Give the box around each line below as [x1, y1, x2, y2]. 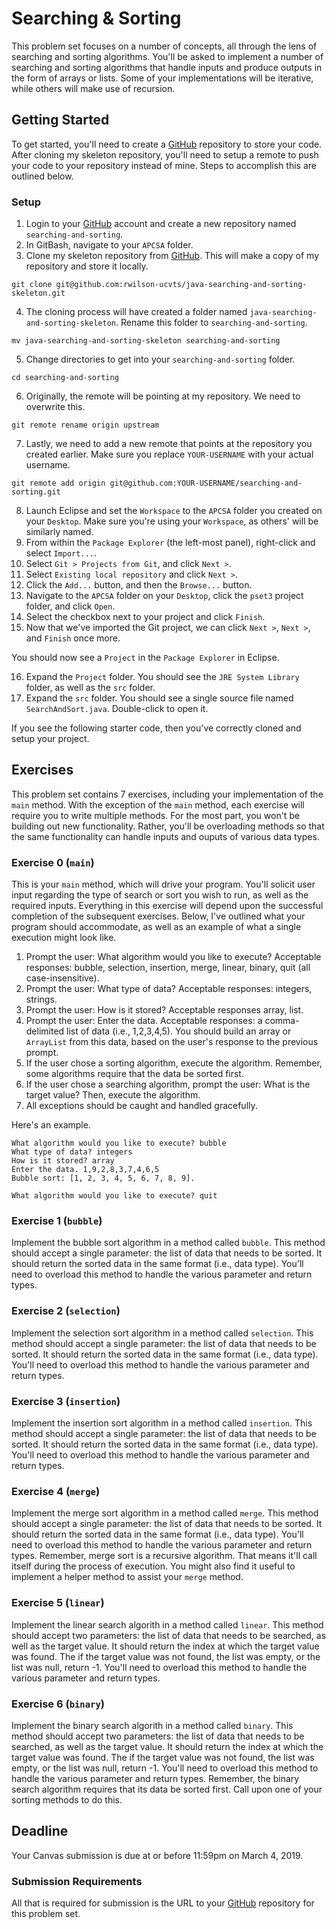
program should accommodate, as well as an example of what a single [11, 921, 302, 933]
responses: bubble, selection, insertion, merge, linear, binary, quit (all [25, 962, 311, 974]
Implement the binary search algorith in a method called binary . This [11, 1719, 294, 1731]
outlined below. [11, 170, 74, 182]
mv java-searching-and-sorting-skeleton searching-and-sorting [11, 336, 281, 346]
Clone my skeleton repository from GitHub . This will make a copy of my [25, 250, 320, 262]
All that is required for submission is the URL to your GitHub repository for [11, 1897, 315, 1909]
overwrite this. [25, 401, 86, 413]
